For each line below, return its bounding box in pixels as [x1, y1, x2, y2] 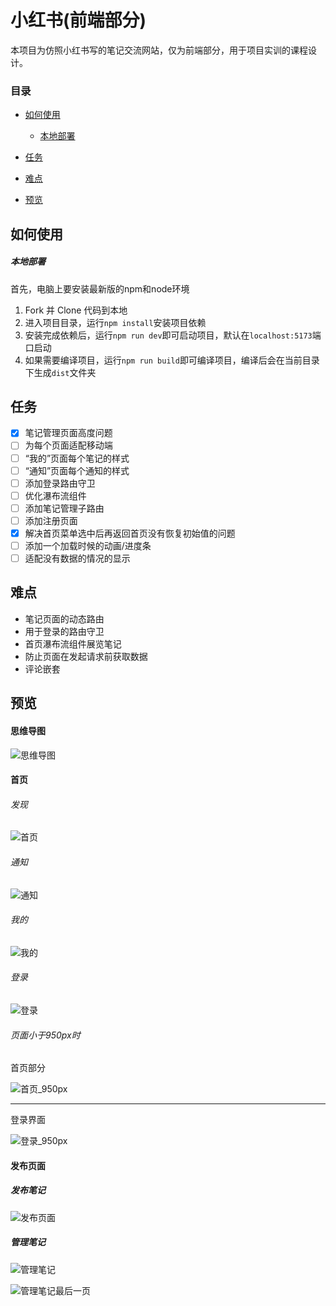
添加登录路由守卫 [24, 477, 96, 489]
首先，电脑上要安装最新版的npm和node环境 [10, 282, 190, 295]
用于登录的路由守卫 [24, 625, 105, 637]
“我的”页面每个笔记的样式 [24, 452, 130, 464]
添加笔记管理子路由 [24, 502, 105, 514]
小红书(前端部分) [10, 9, 147, 32]
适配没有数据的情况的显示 [24, 552, 131, 565]
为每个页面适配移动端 [24, 439, 113, 451]
